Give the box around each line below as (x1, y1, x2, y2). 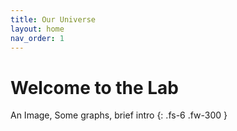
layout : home (10, 24, 65, 34)
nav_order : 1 (10, 33, 65, 43)
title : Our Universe (10, 14, 97, 25)
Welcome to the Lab (10, 76, 180, 99)
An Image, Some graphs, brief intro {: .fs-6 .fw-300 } (10, 109, 228, 121)
